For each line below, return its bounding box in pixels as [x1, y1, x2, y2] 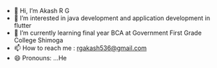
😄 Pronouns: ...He [13, 54, 67, 62]
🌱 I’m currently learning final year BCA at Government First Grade [13, 28, 202, 37]
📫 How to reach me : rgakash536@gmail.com [13, 44, 147, 52]
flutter [13, 22, 32, 29]
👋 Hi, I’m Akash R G [13, 7, 70, 15]
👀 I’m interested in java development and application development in [13, 14, 211, 22]
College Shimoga [13, 36, 63, 44]
